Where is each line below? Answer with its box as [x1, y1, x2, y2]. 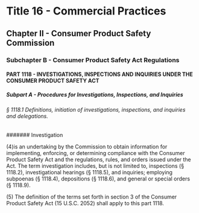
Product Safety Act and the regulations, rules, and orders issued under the [6, 156, 191, 163]
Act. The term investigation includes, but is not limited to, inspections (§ [6, 162, 185, 170]
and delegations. [6, 113, 48, 120]
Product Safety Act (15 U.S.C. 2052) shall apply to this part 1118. [6, 199, 165, 206]
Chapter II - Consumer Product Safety [6, 28, 151, 39]
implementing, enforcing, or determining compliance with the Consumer [6, 149, 185, 156]
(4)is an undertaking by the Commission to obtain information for [6, 143, 168, 150]
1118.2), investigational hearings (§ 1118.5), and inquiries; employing [6, 168, 173, 176]
